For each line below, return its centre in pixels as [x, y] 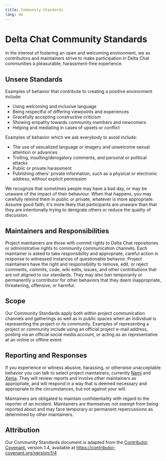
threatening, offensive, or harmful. [40, 285]
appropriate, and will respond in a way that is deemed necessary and [76, 383]
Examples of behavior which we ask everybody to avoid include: [71, 137]
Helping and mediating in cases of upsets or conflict [66, 127]
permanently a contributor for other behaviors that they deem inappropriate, [83, 280]
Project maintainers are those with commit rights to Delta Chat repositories [82, 243]
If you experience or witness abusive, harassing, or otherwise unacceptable [83, 367]
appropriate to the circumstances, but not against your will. [66, 388]
